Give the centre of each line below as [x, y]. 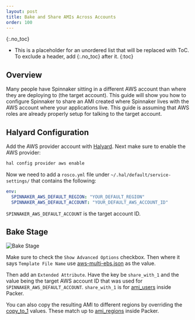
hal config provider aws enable [45, 163]
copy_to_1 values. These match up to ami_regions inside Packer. [83, 311]
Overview [24, 75]
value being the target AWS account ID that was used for [74, 281]
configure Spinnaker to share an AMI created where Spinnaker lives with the [97, 101]
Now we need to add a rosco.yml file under [58, 174]
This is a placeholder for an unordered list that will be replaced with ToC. [102, 50]
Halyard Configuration [48, 132]
